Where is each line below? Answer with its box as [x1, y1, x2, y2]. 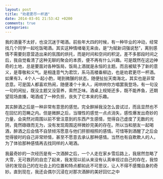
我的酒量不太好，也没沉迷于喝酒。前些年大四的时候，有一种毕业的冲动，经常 [5, 39, 158, 45]
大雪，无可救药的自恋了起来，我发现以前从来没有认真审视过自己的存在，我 [5, 157, 154, 163]
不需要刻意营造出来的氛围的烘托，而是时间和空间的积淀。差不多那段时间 [9, 51, 154, 57]
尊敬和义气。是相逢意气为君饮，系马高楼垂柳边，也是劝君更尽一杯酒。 [17, 69, 158, 75]
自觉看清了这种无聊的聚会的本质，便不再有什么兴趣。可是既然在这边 [17, 57, 154, 63]
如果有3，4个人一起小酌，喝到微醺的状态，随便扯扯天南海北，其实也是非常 [5, 76, 155, 81]
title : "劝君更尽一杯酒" [5, 12, 50, 16]
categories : [5, 25, 29, 30]
